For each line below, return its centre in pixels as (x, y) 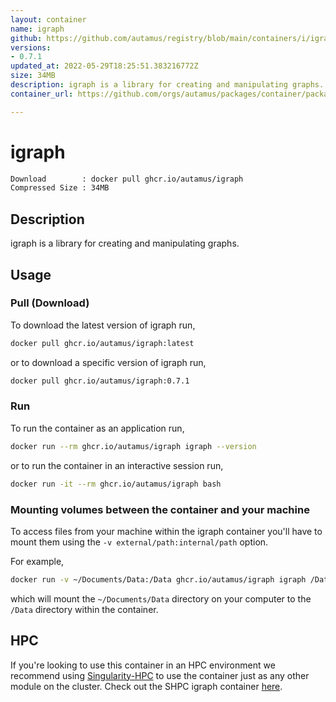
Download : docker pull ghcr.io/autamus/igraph (127, 179)
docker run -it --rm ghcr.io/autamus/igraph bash (116, 484)
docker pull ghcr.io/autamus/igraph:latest (102, 343)
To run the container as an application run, (97, 428)
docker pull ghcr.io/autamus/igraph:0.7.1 (100, 381)
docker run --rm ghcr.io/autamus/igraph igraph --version (133, 446)
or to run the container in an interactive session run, (117, 465)
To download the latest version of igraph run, (103, 325)
